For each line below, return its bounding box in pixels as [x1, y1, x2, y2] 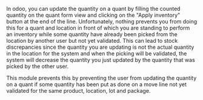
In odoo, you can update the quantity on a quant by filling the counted [6, 5, 181, 12]
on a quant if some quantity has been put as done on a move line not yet [6, 81, 187, 88]
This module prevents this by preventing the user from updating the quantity [6, 75, 197, 81]
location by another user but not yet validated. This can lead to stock [6, 37, 178, 44]
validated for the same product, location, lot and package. [6, 87, 151, 94]
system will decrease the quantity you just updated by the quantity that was [6, 57, 195, 63]
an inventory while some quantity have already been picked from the [6, 31, 178, 38]
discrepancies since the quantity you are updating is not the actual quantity [6, 43, 195, 51]
